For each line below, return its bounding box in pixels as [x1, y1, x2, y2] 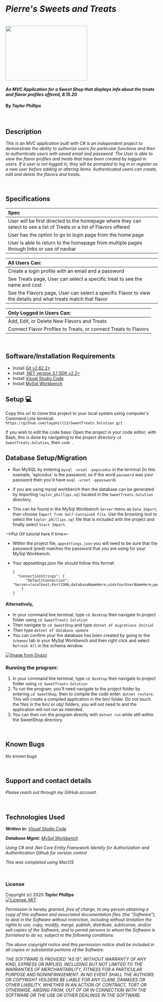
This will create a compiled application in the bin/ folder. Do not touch [12, 696, 151, 702]
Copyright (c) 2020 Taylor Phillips [5, 892, 74, 898]
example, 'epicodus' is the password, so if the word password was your [12, 472, 154, 478]
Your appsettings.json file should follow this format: [12, 560, 115, 566]
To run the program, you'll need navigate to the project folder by [12, 686, 141, 691]
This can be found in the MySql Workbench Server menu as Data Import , [12, 506, 158, 512]
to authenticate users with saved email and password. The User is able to [5, 151, 153, 156]
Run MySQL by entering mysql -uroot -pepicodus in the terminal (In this [12, 466, 156, 472]
